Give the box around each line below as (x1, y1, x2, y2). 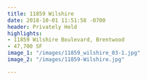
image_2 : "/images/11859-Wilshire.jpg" (7, 56, 125, 63)
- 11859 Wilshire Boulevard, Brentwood (7, 36, 125, 44)
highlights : (7, 29, 42, 37)
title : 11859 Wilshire (7, 10, 74, 18)
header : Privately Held (7, 23, 78, 30)
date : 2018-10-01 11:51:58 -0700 (7, 17, 106, 24)
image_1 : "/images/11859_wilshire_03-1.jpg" (7, 50, 141, 57)
